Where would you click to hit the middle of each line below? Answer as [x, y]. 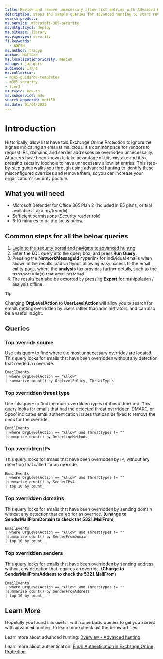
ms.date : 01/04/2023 [26, 105]
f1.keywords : [18, 41]
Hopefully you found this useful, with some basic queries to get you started [80, 622]
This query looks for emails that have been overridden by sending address [79, 564]
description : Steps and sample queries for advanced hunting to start [78, 14]
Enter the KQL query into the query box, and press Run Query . [74, 253]
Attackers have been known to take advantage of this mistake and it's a [76, 157]
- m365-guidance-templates [32, 77]
